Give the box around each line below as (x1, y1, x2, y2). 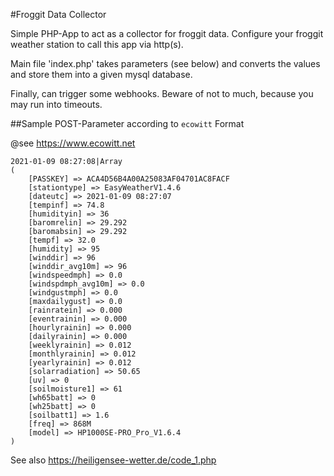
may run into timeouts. (10, 99, 103, 110)
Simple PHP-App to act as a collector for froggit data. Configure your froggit (10, 28, 324, 39)
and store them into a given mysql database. (10, 69, 193, 80)
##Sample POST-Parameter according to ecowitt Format (10, 118, 245, 129)
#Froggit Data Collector (10, 9, 107, 20)
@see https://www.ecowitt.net (10, 137, 136, 149)
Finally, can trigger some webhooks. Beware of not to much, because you (10, 88, 314, 99)
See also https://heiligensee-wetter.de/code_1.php (10, 454, 217, 466)
